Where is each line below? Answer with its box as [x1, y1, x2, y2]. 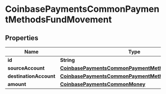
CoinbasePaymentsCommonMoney [60, 81, 146, 88]
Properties [5, 34, 39, 42]
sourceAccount [7, 65, 45, 71]
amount [7, 81, 26, 88]
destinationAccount [7, 73, 55, 80]
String [60, 57, 75, 63]
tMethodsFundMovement [5, 14, 112, 25]
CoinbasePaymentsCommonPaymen [5, 3, 160, 15]
